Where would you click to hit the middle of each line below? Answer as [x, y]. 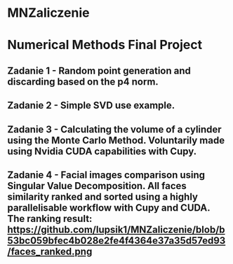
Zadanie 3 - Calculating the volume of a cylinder [115, 129]
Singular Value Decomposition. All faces [97, 186]
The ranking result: [50, 218]
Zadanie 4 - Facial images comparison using [106, 175]
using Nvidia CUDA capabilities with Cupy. [102, 151]
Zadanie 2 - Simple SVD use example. [91, 105]
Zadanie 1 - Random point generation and [99, 70]
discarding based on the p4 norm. [83, 82]
